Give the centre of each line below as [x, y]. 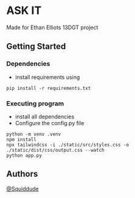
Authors [22, 174]
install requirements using [47, 77]
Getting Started [36, 46]
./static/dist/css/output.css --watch [55, 150]
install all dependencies [45, 117]
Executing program [35, 103]
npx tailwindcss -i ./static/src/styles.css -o [68, 145]
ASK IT [24, 11]
